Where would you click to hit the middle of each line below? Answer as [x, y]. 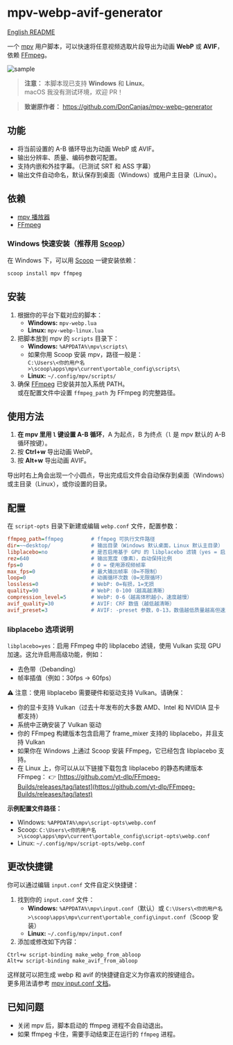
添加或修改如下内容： [48, 942]
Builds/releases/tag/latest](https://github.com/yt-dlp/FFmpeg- [106, 787]
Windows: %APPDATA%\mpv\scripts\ [78, 346]
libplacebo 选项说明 [41, 629]
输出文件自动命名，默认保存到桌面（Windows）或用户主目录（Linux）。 [119, 174]
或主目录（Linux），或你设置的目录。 [59, 484]
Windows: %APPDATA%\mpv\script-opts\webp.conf [87, 822]
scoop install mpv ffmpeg [44, 273]
